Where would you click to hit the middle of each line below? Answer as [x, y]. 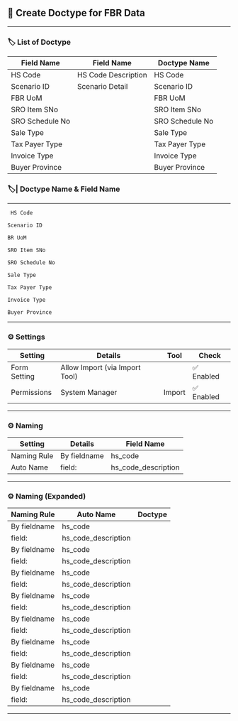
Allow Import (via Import [101, 367]
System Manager [89, 392]
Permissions [31, 392]
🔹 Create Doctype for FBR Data [76, 13]
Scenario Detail [102, 87]
